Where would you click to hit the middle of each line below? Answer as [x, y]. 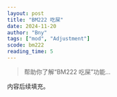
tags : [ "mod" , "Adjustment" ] [49, 39]
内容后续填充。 [28, 86]
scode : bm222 [26, 45]
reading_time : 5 [30, 52]
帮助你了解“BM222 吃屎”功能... [67, 72]
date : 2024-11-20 [32, 26]
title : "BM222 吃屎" [35, 20]
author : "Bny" [27, 32]
